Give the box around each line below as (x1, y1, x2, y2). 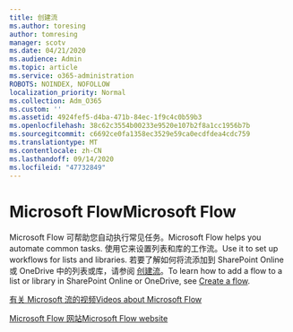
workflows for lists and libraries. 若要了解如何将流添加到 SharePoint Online (9, 254, 284, 265)
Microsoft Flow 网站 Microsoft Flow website (9, 313, 168, 324)
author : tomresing (9, 30, 78, 38)
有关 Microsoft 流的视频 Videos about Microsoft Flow (9, 294, 203, 305)
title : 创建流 (9, 13, 58, 22)
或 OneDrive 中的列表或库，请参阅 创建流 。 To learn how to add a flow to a (9, 266, 283, 277)
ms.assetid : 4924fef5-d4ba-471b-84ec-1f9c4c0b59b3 (9, 113, 203, 122)
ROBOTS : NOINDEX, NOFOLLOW (9, 80, 110, 89)
